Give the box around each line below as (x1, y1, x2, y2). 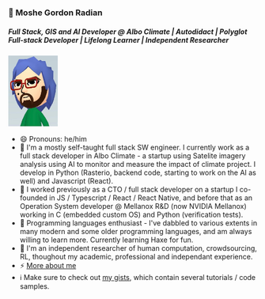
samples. (19, 281, 50, 291)
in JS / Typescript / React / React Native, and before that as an (48, 193, 253, 202)
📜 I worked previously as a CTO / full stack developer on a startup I (19, 184, 238, 194)
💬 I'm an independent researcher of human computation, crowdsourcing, (19, 243, 257, 252)
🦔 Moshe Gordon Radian (8, 7, 103, 18)
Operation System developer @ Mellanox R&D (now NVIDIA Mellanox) (19, 201, 247, 210)
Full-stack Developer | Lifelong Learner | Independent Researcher (8, 35, 229, 44)
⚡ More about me (19, 260, 77, 270)
